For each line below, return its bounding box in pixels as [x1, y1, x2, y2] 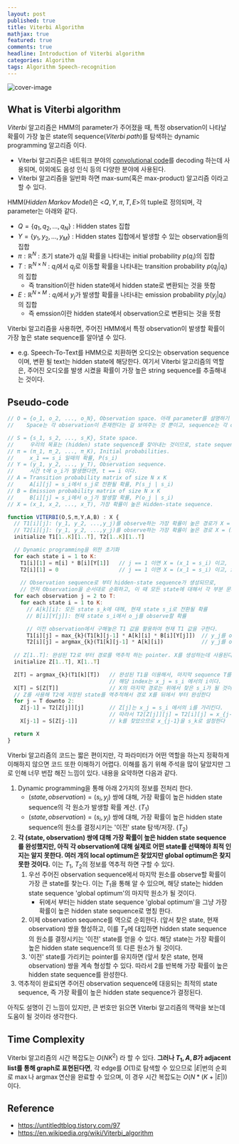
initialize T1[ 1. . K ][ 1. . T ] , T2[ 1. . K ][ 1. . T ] [14, 533, 145, 541]
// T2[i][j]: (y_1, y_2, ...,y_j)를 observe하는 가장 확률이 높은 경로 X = [14, 527, 225, 534]
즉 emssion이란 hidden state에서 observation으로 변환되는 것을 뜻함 [28, 309, 221, 318]
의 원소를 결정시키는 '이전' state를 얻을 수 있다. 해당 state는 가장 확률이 [28, 935, 226, 943]
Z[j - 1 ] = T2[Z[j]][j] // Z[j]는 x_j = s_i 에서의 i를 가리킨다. [20, 704, 224, 712]
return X [14, 730, 40, 738]
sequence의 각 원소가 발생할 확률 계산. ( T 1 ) [28, 802, 149, 813]
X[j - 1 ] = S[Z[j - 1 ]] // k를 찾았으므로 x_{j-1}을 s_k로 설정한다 [20, 718, 225, 725]
